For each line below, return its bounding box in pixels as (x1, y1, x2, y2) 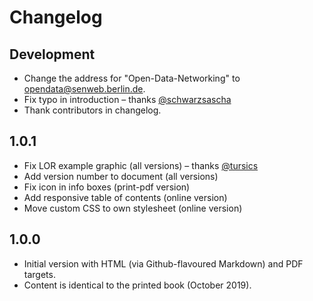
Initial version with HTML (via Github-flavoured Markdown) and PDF (23, 257, 304, 270)
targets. (23, 268, 56, 280)
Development (9, 46, 96, 63)
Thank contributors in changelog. (23, 104, 162, 116)
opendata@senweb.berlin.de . (23, 83, 146, 95)
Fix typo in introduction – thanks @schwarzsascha (23, 94, 232, 105)
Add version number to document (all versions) (23, 170, 219, 182)
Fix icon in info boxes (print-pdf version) (23, 181, 191, 193)
